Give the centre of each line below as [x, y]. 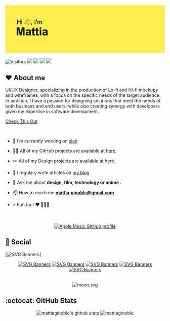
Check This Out [22, 121]
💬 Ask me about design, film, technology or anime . [67, 182]
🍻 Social [18, 242]
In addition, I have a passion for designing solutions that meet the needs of [83, 101]
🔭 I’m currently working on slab [45, 141]
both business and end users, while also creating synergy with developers [83, 106]
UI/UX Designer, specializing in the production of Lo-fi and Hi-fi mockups [82, 90]
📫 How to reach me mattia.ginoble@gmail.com [63, 192]
